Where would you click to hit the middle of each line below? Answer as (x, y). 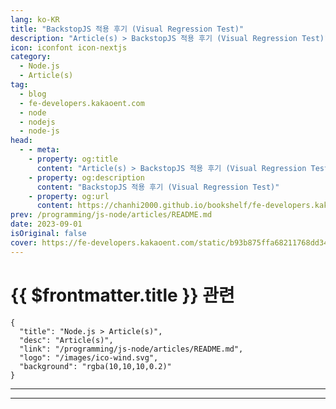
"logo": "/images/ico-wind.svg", (89, 357)
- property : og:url (69, 196)
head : (21, 141)
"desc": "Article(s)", (66, 340)
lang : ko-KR (35, 19)
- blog (33, 94)
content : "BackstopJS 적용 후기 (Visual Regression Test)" (158, 187)
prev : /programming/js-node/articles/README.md (111, 215)
